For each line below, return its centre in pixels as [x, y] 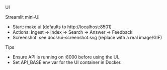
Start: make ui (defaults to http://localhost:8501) [62, 27]
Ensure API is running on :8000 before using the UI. [66, 57]
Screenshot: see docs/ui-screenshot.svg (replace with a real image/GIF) [87, 38]
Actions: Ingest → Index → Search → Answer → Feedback [72, 32]
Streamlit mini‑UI [22, 17]
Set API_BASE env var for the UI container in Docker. [67, 62]
